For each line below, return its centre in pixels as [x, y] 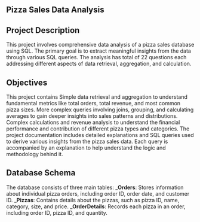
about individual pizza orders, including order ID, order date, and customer [98, 193]
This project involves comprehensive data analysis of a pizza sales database [100, 45]
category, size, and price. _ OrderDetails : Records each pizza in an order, [96, 206]
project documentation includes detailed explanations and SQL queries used [100, 135]
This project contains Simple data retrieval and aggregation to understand [97, 97]
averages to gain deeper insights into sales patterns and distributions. [92, 116]
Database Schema [41, 173]
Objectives [27, 82]
